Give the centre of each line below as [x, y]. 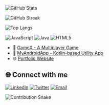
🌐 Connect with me [37, 75]
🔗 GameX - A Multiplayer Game [46, 48]
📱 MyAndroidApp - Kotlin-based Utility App [58, 53]
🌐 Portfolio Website [33, 58]
